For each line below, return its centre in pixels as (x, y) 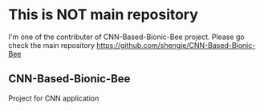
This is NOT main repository (104, 15)
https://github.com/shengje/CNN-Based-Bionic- (176, 45)
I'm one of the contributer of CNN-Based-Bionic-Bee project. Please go (126, 37)
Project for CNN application (54, 98)
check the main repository (51, 45)
